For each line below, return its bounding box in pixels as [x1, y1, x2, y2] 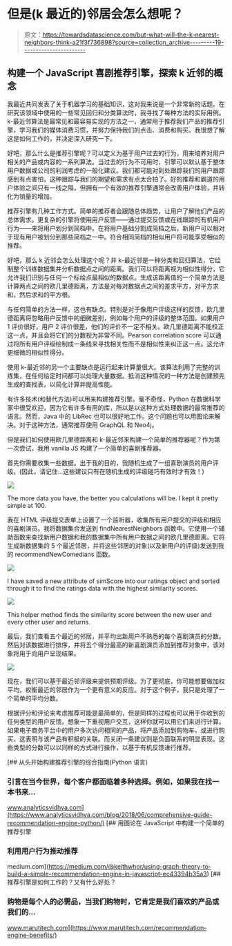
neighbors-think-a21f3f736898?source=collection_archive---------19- [23, 38, 224, 46]
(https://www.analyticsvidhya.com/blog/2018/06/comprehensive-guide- [7, 811, 213, 819]
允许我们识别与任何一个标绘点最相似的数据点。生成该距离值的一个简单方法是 [7, 273, 225, 282]
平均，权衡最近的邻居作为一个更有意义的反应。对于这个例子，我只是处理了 [7, 685, 219, 693]
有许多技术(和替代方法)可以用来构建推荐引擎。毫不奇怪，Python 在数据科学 [7, 395, 221, 403]
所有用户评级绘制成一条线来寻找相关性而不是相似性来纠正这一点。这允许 [19, 339, 225, 348]
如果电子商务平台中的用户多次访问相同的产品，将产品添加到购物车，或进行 [7, 726, 219, 734]
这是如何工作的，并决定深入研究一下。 [7, 134, 116, 142]
